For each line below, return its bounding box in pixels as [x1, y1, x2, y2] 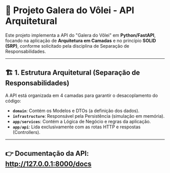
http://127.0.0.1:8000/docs [5, 160, 92, 168]
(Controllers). [12, 129, 40, 135]
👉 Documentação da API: [5, 149, 90, 158]
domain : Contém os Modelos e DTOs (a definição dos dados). [12, 108, 140, 114]
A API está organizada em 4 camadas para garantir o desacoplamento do [5, 92, 158, 98]
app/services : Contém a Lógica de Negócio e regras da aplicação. [12, 118, 151, 124]
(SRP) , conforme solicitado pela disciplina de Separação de [5, 43, 130, 49]
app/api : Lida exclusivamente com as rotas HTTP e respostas [12, 124, 141, 130]
